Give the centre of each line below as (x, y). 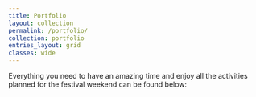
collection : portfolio (46, 38)
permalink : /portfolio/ (48, 30)
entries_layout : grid (45, 46)
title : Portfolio (37, 16)
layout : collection (41, 23)
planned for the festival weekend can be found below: (98, 84)
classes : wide (32, 53)
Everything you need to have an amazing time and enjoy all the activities (128, 76)
